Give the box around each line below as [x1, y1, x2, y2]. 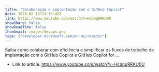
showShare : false [5, 20, 40, 25]
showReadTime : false [5, 25, 47, 30]
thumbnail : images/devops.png [5, 29, 66, 34]
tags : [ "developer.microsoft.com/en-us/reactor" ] [5, 34, 107, 39]
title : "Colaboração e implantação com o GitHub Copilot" [5, 7, 124, 12]
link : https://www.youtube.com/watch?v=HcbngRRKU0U [5, 16, 111, 21]
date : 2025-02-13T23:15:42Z [5, 12, 62, 16]
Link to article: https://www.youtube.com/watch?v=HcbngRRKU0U [12, 61, 145, 67]
